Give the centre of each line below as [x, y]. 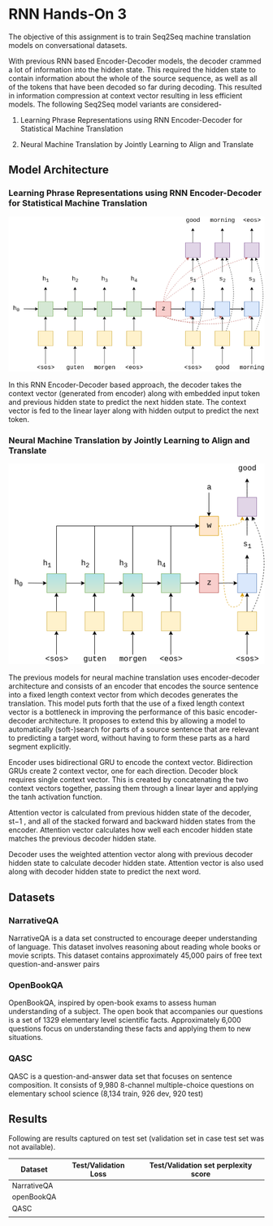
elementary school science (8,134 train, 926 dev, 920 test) [106, 1093]
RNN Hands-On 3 [68, 14]
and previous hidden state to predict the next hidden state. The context [128, 402]
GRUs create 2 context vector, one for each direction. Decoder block [123, 771]
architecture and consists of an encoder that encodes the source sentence [133, 686]
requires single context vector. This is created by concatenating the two [129, 780]
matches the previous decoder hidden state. [82, 839]
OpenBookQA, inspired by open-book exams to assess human [113, 1003]
